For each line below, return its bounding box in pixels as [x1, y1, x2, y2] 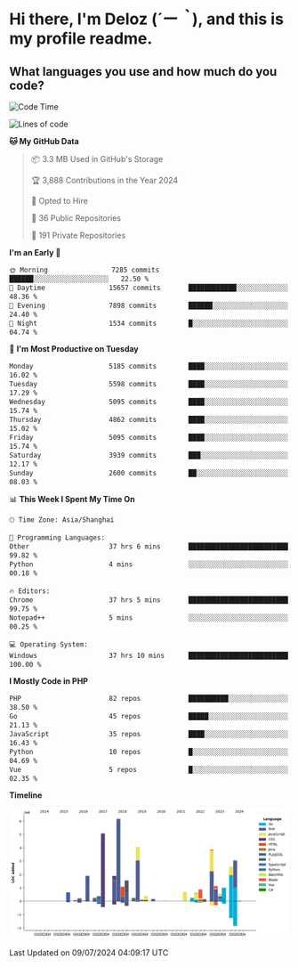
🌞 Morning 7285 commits [9, 265, 160, 274]
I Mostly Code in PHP [9, 676, 89, 687]
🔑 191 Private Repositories [30, 230, 126, 240]
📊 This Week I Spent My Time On [9, 494, 135, 504]
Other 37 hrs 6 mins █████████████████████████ [9, 542, 289, 551]
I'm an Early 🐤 [9, 248, 61, 257]
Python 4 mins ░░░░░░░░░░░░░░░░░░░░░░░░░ [9, 560, 289, 569]
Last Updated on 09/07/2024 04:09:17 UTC [9, 947, 169, 958]
